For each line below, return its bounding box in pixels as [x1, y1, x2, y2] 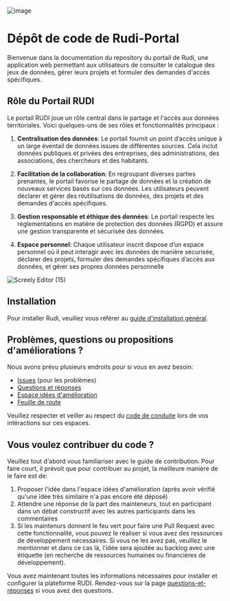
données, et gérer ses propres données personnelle [16, 262, 165, 270]
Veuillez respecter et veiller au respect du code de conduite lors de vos [7, 411, 209, 420]
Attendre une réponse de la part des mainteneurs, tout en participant [16, 500, 212, 508]
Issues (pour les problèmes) [16, 376, 97, 385]
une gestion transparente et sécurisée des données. [16, 227, 165, 235]
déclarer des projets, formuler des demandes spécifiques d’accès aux [16, 255, 215, 263]
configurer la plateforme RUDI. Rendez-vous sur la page [7, 579, 166, 587]
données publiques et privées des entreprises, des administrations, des [16, 149, 220, 157]
